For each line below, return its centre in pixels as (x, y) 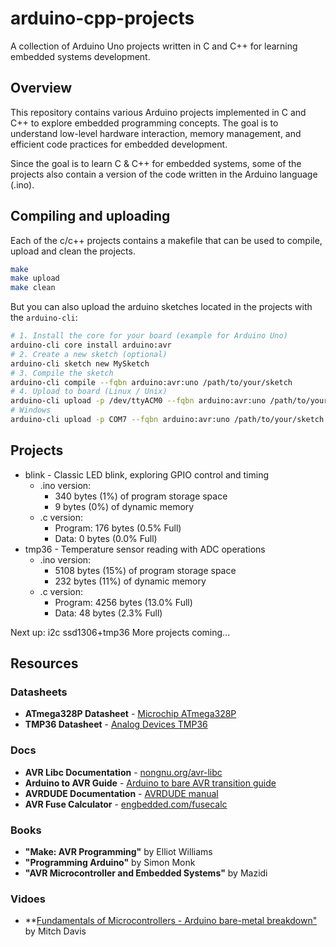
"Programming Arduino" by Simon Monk (110, 863)
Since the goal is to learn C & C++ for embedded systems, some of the (156, 163)
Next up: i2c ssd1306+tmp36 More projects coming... (120, 632)
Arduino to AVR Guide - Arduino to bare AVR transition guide (150, 783)
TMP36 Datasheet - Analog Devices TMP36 (116, 724)
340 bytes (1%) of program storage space (141, 496)
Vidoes (28, 899)
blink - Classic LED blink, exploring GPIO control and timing (147, 474)
